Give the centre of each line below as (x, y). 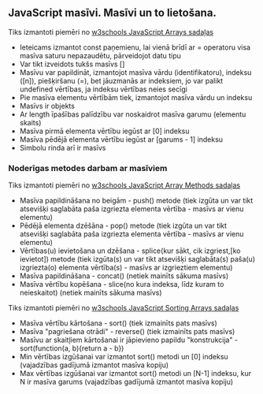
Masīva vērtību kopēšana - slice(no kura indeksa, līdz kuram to (122, 284)
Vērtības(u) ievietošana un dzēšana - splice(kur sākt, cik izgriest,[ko (130, 251)
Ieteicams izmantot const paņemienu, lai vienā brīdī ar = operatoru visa (135, 47)
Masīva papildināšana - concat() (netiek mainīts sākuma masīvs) (124, 276)
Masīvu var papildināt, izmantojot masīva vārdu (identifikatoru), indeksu (135, 72)
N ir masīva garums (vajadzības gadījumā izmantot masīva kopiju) (126, 382)
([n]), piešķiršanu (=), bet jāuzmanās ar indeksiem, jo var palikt (121, 80)
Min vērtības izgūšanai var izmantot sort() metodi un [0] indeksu (124, 357)
